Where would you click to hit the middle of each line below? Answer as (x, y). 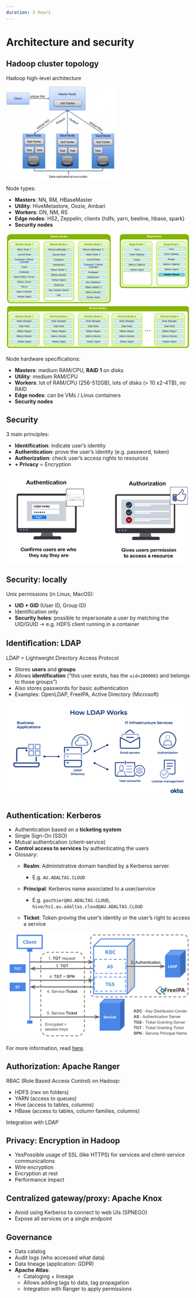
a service (34, 924)
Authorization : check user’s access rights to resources (81, 458)
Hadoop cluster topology (53, 64)
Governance (29, 1237)
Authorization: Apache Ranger (63, 1067)
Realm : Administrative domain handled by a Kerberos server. (97, 866)
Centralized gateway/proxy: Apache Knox (84, 1198)
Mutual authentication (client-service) (60, 842)
